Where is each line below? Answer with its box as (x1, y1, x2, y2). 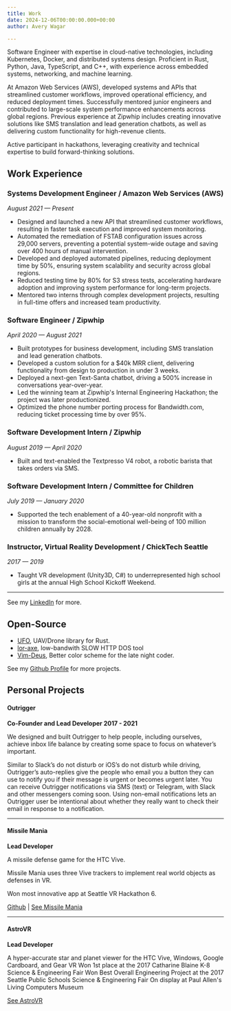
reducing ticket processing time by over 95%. (16, 410, 146, 419)
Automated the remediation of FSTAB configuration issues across (16, 232, 203, 241)
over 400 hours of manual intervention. (16, 247, 129, 255)
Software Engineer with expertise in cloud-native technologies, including (7, 48, 213, 56)
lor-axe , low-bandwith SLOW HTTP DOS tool (16, 644, 144, 652)
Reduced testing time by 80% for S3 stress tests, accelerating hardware (16, 277, 222, 285)
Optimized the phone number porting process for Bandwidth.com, (16, 403, 204, 411)
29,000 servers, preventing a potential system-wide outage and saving (16, 239, 219, 248)
